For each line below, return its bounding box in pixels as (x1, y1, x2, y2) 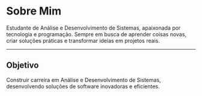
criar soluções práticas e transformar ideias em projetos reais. (6, 37, 161, 44)
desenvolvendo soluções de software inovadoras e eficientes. (6, 83, 161, 90)
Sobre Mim (6, 4, 62, 18)
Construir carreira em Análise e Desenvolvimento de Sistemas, (6, 76, 161, 83)
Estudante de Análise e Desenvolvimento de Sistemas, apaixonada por (6, 24, 181, 31)
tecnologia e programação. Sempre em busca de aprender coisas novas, (6, 30, 187, 37)
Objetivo (6, 60, 39, 71)
